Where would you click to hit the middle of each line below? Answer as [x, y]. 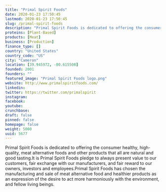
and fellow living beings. [30, 184]
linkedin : [15, 88]
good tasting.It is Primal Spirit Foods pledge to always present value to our [81, 158]
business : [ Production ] [30, 42]
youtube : [14, 106]
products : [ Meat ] [23, 38]
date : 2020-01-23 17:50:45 [33, 14]
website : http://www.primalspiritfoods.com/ [52, 83]
